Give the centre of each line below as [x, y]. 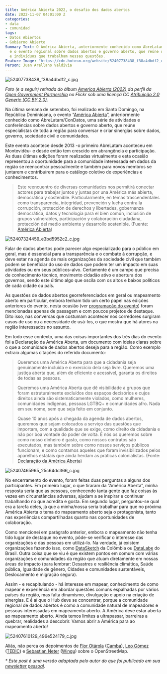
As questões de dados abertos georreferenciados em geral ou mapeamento [83, 295]
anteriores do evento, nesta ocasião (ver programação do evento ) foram [79, 306]
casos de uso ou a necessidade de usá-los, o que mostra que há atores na [82, 322]
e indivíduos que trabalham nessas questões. [58, 56]
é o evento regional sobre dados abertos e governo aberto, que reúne [84, 51]
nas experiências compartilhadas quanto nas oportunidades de [70, 517]
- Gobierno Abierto [25, 42]
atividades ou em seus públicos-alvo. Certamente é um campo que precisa [82, 270]
